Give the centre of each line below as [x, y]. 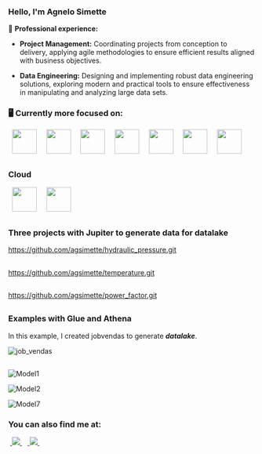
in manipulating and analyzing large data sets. [94, 93]
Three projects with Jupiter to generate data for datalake [118, 232]
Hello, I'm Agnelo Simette [58, 12]
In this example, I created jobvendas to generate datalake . [103, 336]
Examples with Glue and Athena [70, 318]
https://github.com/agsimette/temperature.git [82, 272]
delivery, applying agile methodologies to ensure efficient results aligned [137, 53]
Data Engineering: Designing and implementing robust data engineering [136, 76]
